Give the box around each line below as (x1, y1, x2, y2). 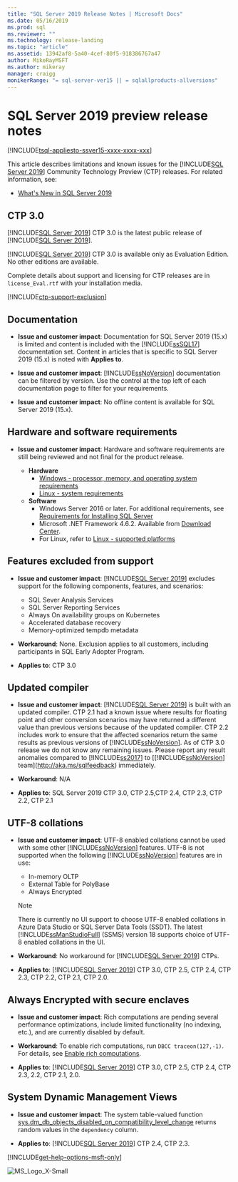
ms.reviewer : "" (7, 30, 56, 38)
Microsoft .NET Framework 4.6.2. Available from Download (38, 519, 212, 528)
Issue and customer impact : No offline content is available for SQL (17, 397, 215, 406)
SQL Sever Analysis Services (28, 595, 114, 604)
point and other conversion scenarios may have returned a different (17, 716, 217, 724)
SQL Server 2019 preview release (7, 108, 209, 123)
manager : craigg (7, 70, 56, 77)
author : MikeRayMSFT (7, 57, 69, 64)
